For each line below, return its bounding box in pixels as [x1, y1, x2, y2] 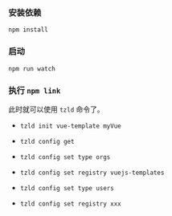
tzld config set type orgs [19, 153, 111, 161]
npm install [8, 26, 48, 34]
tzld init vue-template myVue [19, 122, 122, 130]
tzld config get [19, 137, 75, 145]
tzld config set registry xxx [19, 199, 122, 208]
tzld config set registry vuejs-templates [19, 169, 165, 177]
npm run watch [8, 64, 56, 73]
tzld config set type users [19, 184, 114, 192]
